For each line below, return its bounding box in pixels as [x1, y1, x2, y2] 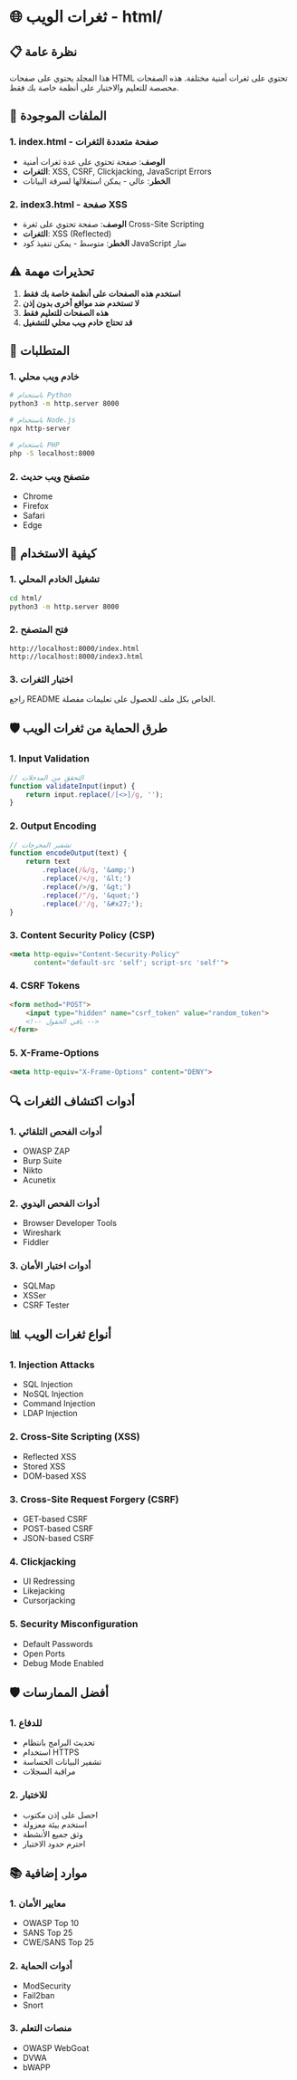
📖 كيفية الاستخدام [9, 546, 97, 561]
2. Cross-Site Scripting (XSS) [9, 1431, 140, 1443]
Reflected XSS [22, 1451, 77, 1462]
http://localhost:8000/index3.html [9, 652, 144, 661]
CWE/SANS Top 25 [22, 1937, 95, 1948]
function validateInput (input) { [9, 781, 136, 791]
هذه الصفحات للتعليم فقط [22, 307, 109, 318]
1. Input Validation [9, 752, 91, 765]
